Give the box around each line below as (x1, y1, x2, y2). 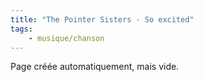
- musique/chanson (28, 33, 105, 43)
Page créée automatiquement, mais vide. (10, 61, 180, 73)
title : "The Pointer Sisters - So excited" (10, 14, 195, 25)
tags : (10, 24, 33, 34)
